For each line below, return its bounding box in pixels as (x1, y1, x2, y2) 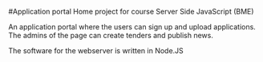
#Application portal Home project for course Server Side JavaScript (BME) (8, 7, 254, 16)
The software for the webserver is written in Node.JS (8, 46, 184, 55)
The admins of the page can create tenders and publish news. (8, 31, 214, 40)
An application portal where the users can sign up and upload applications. (8, 22, 257, 31)
